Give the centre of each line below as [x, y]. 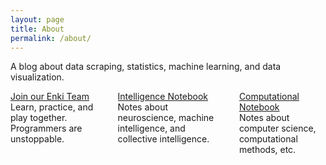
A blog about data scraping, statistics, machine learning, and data [146, 67]
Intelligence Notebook [163, 97]
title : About [37, 29]
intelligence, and [151, 128]
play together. [39, 118]
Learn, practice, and [52, 107]
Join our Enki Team [50, 97]
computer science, [277, 128]
